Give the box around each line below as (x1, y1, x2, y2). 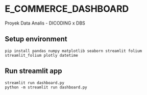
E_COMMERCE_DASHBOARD (5, 3, 129, 15)
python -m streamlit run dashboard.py (5, 85, 87, 90)
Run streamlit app (5, 67, 62, 76)
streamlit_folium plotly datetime (5, 53, 79, 58)
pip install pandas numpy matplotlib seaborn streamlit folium (5, 48, 142, 54)
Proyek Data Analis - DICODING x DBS (5, 20, 85, 26)
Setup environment (5, 35, 67, 43)
